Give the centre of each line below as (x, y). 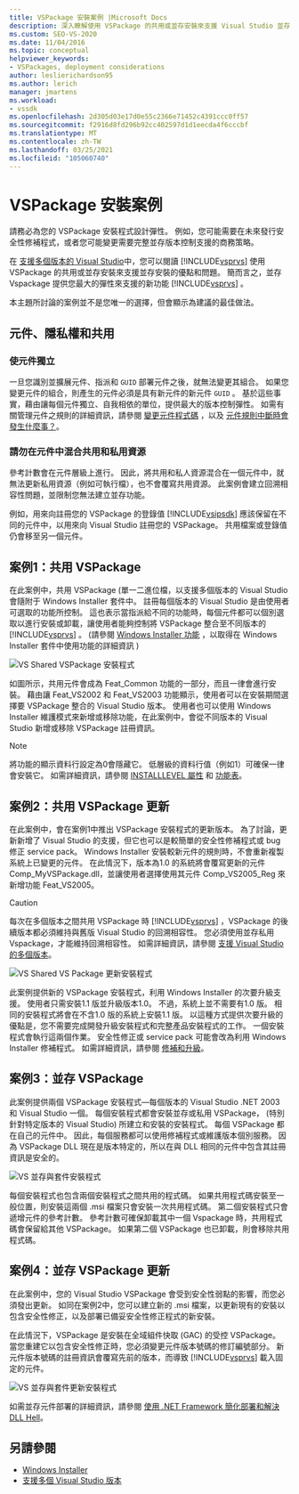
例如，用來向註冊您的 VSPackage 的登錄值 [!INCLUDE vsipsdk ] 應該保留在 (144, 514)
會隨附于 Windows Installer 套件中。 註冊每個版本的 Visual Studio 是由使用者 (149, 601)
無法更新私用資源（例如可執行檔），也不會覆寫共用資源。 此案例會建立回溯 (145, 484)
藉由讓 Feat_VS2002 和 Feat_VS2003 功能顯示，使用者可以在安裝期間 (154, 694)
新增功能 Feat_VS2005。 (54, 885)
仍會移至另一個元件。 (48, 536)
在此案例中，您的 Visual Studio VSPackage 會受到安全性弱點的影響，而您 (143, 1294)
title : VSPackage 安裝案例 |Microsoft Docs (88, 17)
